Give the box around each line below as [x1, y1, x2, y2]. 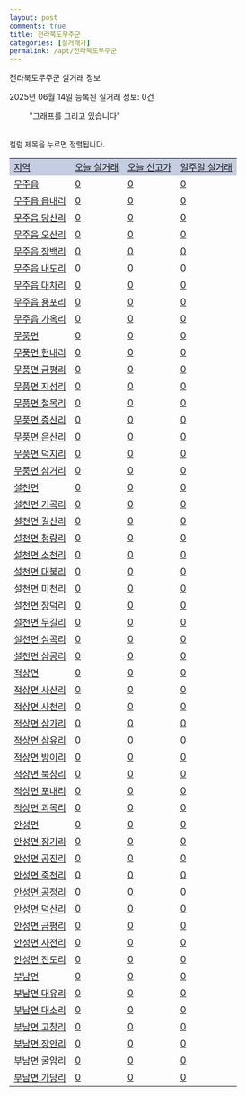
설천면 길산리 [13, 515, 66, 528]
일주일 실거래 [180, 161, 233, 174]
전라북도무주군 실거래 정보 [9, 73, 101, 84]
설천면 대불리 [13, 566, 66, 578]
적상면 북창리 [13, 768, 66, 780]
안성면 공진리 [13, 852, 66, 865]
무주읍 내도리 [13, 263, 66, 275]
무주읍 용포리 [13, 296, 66, 308]
